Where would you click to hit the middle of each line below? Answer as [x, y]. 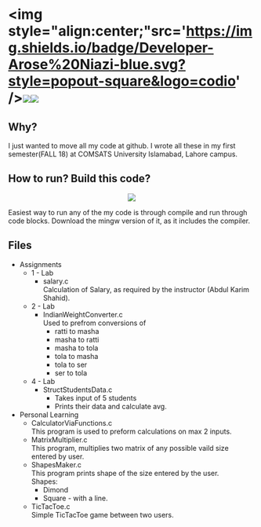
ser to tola [71, 373]
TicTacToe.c [51, 506]
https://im [219, 31]
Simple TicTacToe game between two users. [102, 514]
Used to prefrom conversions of [94, 323]
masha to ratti [77, 339]
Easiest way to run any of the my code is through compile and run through [128, 212]
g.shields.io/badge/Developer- [111, 48]
